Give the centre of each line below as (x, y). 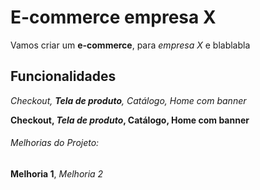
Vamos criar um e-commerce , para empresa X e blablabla (130, 45)
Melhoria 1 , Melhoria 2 (57, 173)
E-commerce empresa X (113, 17)
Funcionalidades (63, 76)
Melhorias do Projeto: (55, 143)
